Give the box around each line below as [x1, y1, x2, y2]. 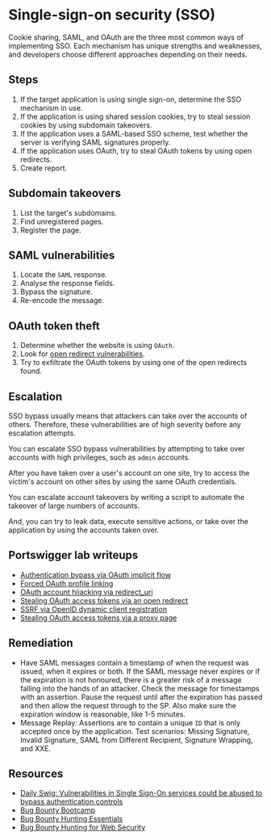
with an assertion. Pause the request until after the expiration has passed [19, 692, 263, 702]
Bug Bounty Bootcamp [19, 805, 95, 815]
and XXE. [19, 743, 51, 753]
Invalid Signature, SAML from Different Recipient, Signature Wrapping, [19, 735, 253, 745]
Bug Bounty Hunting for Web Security [19, 822, 146, 833]
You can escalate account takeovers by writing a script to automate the [8, 493, 245, 502]
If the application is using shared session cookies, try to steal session [19, 111, 251, 121]
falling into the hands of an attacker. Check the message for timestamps [19, 683, 260, 693]
